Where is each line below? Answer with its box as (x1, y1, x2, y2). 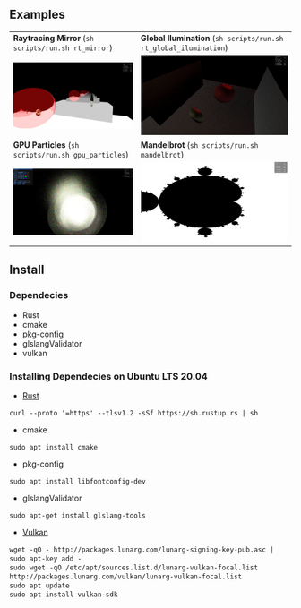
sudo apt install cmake (9, 442, 99, 451)
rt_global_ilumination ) (140, 42, 228, 53)
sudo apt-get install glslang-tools (9, 510, 146, 520)
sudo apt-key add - (9, 554, 82, 563)
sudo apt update (9, 581, 70, 590)
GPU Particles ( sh (13, 139, 80, 150)
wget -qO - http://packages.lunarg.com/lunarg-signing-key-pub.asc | (9, 545, 275, 554)
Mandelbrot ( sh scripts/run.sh (140, 139, 259, 150)
